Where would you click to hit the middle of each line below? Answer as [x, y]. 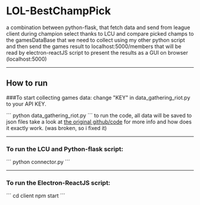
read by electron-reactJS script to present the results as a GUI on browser [97, 52]
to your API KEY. [26, 104]
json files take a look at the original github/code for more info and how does [99, 122]
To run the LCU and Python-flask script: [65, 149]
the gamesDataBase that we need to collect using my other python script [96, 40]
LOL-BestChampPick [59, 11]
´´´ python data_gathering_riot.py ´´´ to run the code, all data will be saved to [99, 115]
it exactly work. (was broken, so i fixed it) [57, 128]
